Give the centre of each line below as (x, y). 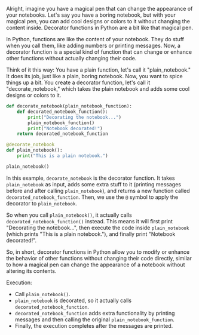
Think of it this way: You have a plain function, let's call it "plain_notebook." (99, 70)
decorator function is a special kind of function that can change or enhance (99, 52)
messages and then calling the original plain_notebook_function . (95, 319)
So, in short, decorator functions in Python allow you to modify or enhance (98, 252)
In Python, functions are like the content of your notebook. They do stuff (95, 39)
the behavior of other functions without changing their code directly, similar (99, 258)
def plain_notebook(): (34, 150)
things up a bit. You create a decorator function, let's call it (78, 82)
